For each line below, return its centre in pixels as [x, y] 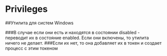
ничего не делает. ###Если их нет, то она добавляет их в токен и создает [83, 43]
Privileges [26, 9]
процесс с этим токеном [32, 48]
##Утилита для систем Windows [39, 23]
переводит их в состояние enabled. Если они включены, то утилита [77, 38]
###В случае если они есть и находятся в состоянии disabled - [73, 32]
